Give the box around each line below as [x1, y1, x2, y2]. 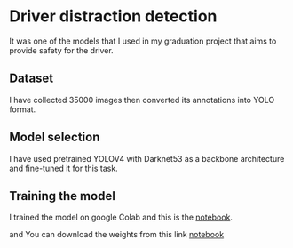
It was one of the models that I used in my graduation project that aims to [9, 36, 277, 46]
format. [9, 104, 36, 115]
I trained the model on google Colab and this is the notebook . [9, 212, 234, 223]
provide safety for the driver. [9, 44, 114, 55]
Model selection [9, 130, 100, 145]
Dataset [9, 71, 54, 86]
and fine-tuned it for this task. [9, 163, 118, 173]
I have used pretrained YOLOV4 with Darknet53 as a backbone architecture [9, 153, 285, 164]
